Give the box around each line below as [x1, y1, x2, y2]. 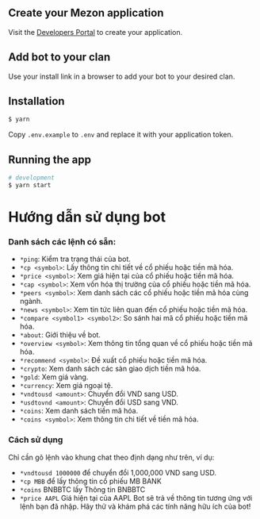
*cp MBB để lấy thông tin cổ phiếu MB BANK [19, 476, 162, 486]
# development [8, 174, 55, 182]
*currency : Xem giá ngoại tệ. [19, 381, 113, 390]
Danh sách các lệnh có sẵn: [8, 236, 117, 247]
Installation [8, 94, 65, 108]
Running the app [8, 152, 91, 166]
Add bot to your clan [8, 51, 111, 64]
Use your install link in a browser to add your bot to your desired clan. [8, 71, 235, 81]
